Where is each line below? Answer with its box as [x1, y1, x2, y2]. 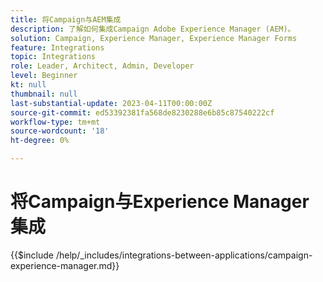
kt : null [10, 80, 47, 90]
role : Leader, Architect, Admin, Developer [10, 61, 195, 71]
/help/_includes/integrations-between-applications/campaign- [55, 249, 313, 261]
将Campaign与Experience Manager [10, 191, 310, 213]
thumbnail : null [10, 89, 78, 99]
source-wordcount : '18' [10, 126, 110, 136]
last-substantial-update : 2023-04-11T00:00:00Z [10, 98, 213, 108]
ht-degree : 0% [10, 136, 70, 146]
